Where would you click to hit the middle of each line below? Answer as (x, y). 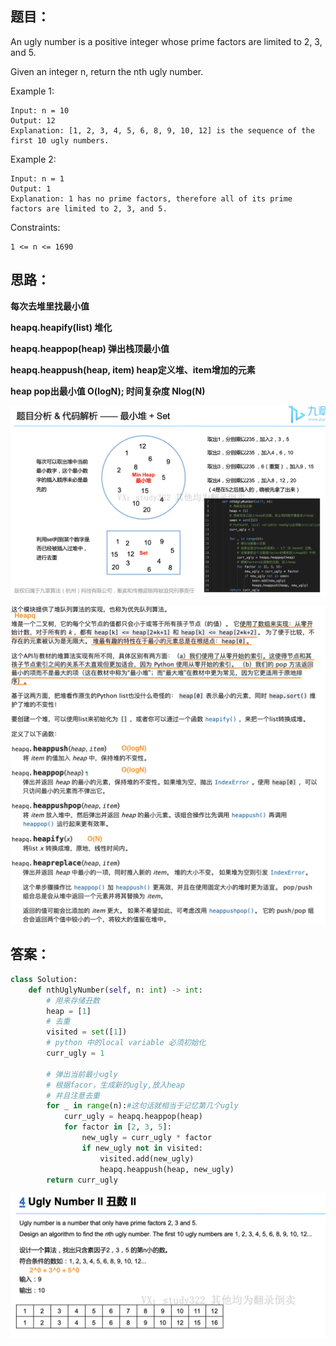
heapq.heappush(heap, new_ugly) (167, 1169)
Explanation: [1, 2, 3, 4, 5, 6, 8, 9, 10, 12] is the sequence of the (162, 130)
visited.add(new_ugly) (147, 1158)
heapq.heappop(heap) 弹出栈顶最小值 (90, 348)
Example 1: (32, 91)
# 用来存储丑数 (73, 1000)
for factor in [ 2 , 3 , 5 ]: (117, 1127)
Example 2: (33, 159)
